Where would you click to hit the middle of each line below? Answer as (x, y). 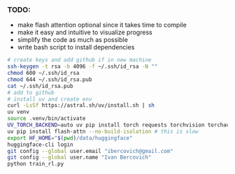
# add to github (31, 92)
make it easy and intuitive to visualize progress (85, 32)
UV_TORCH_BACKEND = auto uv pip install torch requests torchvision (106, 125)
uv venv (19, 112)
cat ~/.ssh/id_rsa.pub (40, 86)
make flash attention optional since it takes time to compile (102, 25)
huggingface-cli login (40, 145)
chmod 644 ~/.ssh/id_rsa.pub (50, 79)
